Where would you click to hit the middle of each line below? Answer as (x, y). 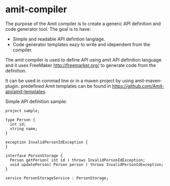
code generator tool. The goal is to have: (48, 29)
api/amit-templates (25, 91)
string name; (24, 129)
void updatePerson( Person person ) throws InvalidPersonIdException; (87, 164)
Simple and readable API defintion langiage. (59, 39)
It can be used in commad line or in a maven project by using (70, 80)
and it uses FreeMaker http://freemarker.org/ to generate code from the (81, 65)
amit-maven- (148, 80)
